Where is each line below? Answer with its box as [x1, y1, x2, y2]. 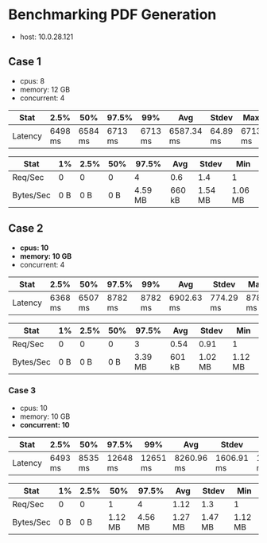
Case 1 [8, 55, 42, 68]
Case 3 [8, 385, 36, 396]
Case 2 [8, 221, 44, 236]
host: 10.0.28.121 [19, 32, 74, 41]
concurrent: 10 [19, 420, 70, 429]
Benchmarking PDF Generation [8, 6, 217, 24]
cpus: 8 [19, 76, 45, 85]
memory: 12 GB [19, 84, 70, 94]
